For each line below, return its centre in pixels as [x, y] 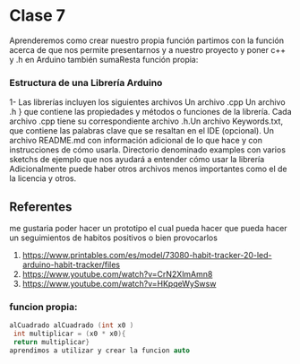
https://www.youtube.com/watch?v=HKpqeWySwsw [119, 284]
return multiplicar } [51, 342]
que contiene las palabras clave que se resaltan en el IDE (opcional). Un [142, 131]
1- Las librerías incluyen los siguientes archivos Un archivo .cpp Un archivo [147, 102]
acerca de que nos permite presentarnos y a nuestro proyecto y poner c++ [148, 49]
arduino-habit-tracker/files [71, 264]
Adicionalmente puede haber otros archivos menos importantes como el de [149, 169]
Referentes [41, 207]
